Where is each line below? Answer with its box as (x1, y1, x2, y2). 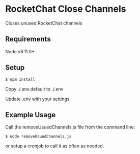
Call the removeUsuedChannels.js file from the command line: (5, 124, 135, 130)
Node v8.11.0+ (5, 48, 35, 54)
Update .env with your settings (5, 96, 70, 102)
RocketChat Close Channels (5, 3, 126, 15)
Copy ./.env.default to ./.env (5, 85, 64, 92)
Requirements (5, 35, 51, 43)
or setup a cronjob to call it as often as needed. (5, 143, 104, 149)
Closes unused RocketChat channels (5, 20, 82, 26)
